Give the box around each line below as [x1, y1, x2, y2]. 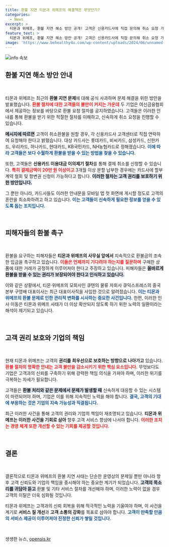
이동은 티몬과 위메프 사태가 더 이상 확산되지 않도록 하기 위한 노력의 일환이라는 [10, 301, 162, 308]
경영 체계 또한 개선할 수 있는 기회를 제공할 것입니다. [10, 423, 110, 429]
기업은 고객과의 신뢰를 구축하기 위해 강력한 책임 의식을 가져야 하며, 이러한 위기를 [5, 370, 162, 376]
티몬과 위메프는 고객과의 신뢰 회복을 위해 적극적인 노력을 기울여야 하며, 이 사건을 [5, 503, 162, 509]
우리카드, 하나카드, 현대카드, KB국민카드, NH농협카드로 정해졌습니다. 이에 [12, 143, 156, 149]
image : [5, 40, 19, 45]
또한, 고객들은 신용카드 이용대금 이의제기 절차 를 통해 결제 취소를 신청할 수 [5, 160, 148, 166]
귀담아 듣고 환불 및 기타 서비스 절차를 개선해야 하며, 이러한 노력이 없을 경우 [14, 486, 160, 492]
